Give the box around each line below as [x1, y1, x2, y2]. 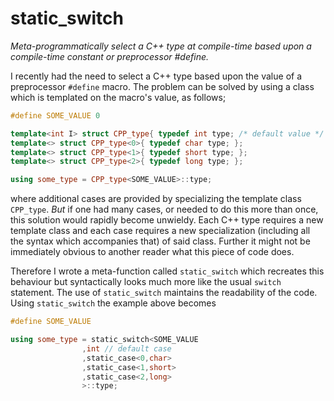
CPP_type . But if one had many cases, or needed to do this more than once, [10, 203, 319, 216]
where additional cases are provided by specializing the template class [10, 193, 302, 205]
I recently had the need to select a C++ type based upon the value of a [10, 70, 303, 82]
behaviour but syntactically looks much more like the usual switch [10, 276, 282, 288]
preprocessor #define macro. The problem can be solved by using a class [10, 80, 315, 92]
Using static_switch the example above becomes [10, 297, 217, 309]
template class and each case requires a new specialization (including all [10, 225, 311, 237]
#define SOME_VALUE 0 [10, 110, 101, 121]
